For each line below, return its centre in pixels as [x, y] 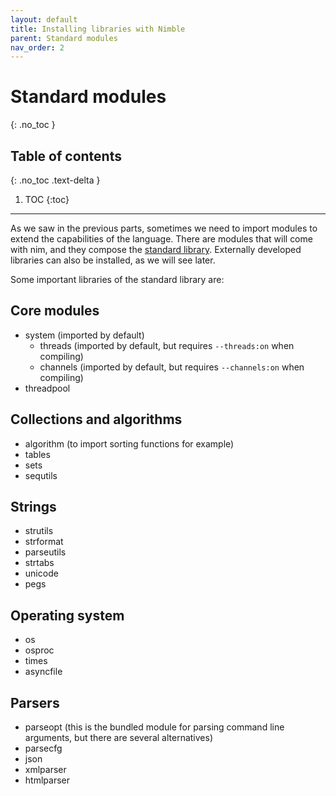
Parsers [35, 702]
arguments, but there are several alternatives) [118, 738]
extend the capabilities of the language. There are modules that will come [161, 239]
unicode [41, 573]
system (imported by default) [84, 335]
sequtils [41, 475]
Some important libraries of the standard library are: [117, 279]
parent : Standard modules [64, 38]
